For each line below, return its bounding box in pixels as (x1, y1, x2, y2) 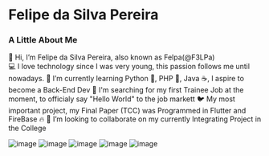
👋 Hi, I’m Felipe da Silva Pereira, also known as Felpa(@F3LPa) (8, 52, 215, 62)
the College (8, 123, 47, 133)
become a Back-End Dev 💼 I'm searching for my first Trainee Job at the (8, 85, 244, 95)
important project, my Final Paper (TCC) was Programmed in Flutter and (8, 106, 247, 116)
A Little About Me (8, 35, 78, 46)
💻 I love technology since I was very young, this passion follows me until (8, 62, 251, 72)
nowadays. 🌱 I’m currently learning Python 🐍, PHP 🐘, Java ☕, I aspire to (8, 74, 245, 84)
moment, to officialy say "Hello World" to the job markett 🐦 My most (8, 94, 235, 104)
